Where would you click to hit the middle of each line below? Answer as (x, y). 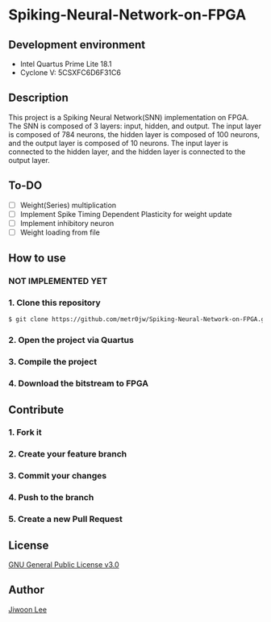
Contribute (36, 409)
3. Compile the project (53, 362)
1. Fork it (25, 432)
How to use (37, 259)
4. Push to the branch (51, 498)
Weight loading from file (60, 232)
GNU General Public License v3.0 (64, 564)
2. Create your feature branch (68, 454)
